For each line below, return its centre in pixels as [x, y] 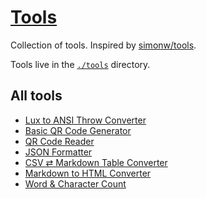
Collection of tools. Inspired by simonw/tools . [103, 45]
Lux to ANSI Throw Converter [85, 120]
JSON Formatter [58, 152]
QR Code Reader [59, 141]
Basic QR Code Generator [78, 130]
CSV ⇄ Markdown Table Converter [96, 162]
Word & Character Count [75, 183]
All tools [36, 96]
